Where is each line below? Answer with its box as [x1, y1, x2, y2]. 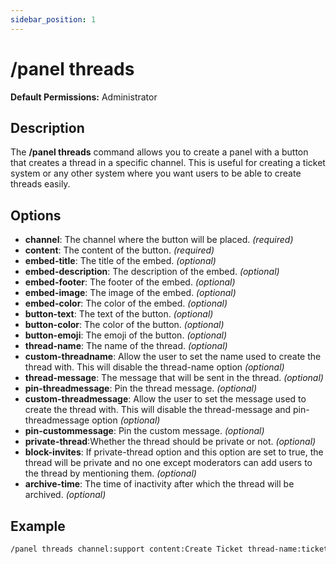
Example [10, 517, 66, 535]
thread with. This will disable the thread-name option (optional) [24, 361, 285, 373]
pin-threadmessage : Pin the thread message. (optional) [24, 382, 257, 395]
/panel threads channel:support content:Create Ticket [10, 544, 244, 554]
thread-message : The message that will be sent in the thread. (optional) [24, 372, 324, 384]
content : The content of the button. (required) [24, 244, 215, 256]
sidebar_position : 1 [10, 14, 97, 25]
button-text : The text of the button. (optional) [24, 308, 214, 320]
